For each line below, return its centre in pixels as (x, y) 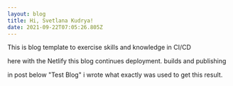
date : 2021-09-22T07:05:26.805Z (55, 27)
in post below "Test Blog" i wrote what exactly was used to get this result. (115, 75)
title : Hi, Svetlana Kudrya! (50, 21)
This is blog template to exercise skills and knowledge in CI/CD (99, 48)
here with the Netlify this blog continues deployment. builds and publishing (117, 61)
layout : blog (27, 14)
